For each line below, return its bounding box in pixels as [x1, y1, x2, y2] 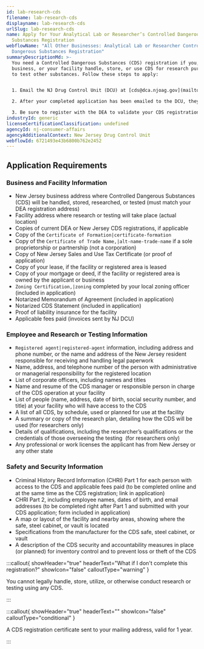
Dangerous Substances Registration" [12, 49, 104, 55]
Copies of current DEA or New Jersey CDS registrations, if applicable [15, 224, 189, 232]
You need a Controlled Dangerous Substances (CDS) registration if [12, 60, 186, 66]
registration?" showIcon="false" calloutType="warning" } [6, 566, 149, 573]
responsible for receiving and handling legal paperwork [15, 357, 154, 364]
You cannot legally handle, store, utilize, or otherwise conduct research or [6, 577, 191, 585]
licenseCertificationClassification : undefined [6, 120, 129, 127]
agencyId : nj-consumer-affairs [6, 126, 86, 133]
